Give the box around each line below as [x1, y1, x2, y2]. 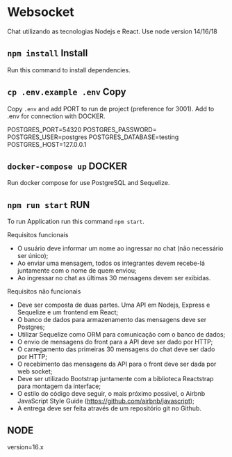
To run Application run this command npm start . [7, 217, 144, 226]
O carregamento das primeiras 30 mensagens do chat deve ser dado [17, 345, 215, 353]
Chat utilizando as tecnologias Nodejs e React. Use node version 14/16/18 [7, 27, 217, 35]
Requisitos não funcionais [7, 287, 81, 296]
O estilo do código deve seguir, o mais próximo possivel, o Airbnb [17, 390, 206, 398]
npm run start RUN [7, 199, 90, 211]
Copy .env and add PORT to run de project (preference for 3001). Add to [7, 104, 215, 113]
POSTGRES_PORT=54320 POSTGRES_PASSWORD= [7, 125, 157, 134]
